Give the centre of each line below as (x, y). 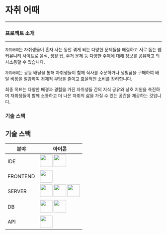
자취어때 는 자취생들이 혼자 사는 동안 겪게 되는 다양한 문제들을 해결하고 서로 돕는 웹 (83, 50)
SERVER (17, 191)
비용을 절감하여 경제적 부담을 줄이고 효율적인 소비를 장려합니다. (71, 79)
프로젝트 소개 (20, 33)
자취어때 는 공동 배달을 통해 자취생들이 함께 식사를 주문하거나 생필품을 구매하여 (80, 73)
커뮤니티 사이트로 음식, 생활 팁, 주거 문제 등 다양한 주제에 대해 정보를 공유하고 (80, 56)
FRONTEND (21, 176)
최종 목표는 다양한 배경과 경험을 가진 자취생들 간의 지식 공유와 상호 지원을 (76, 90)
